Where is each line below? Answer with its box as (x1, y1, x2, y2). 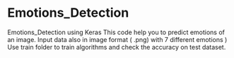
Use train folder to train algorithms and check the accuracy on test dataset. (7, 43, 226, 51)
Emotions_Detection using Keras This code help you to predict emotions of (7, 28, 225, 36)
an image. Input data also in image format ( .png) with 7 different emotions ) (7, 35, 228, 43)
